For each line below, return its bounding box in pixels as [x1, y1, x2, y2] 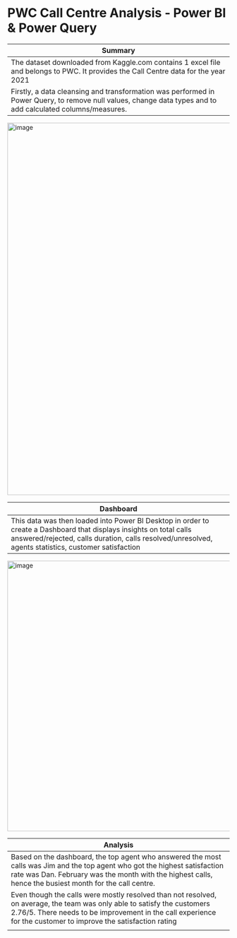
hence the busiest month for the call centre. [11, 878, 155, 888]
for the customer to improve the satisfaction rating [11, 916, 178, 926]
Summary [102, 45, 135, 55]
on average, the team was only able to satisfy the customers [11, 898, 210, 908]
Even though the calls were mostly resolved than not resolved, [11, 889, 217, 899]
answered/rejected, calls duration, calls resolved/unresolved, [11, 533, 213, 543]
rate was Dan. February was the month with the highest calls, [11, 870, 213, 879]
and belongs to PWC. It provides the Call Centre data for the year [11, 66, 226, 76]
